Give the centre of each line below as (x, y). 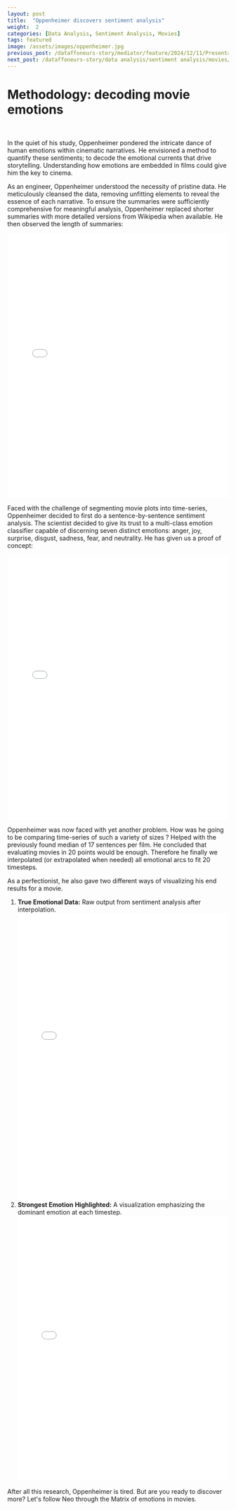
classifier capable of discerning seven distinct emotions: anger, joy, (105, 530)
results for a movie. (35, 888)
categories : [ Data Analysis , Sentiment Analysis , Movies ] (94, 33)
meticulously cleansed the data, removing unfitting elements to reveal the (113, 194)
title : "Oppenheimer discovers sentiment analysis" (86, 20)
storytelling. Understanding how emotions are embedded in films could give (117, 165)
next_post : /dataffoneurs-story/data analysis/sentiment (92, 60)
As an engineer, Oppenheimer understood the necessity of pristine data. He (117, 186)
